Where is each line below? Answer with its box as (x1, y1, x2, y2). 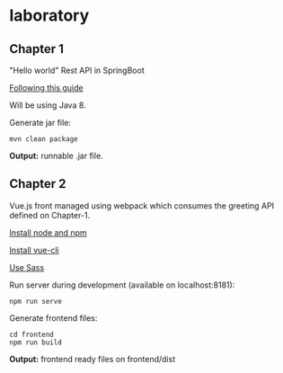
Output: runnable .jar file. (9, 150, 103, 161)
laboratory (9, 5, 90, 26)
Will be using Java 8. (9, 100, 87, 111)
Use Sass (9, 262, 45, 272)
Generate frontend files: (9, 312, 98, 324)
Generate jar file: (9, 118, 72, 128)
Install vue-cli (9, 244, 60, 255)
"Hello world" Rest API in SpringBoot (9, 65, 146, 75)
